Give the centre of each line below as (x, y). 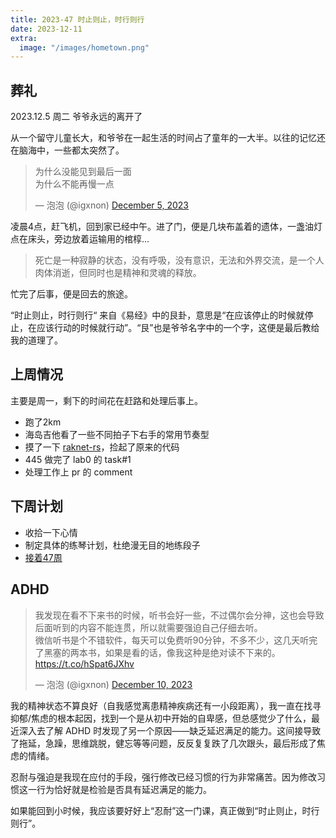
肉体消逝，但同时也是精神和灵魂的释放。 (118, 273)
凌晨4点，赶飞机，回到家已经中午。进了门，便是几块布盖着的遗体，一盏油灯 (166, 227)
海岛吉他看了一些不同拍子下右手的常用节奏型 (117, 434)
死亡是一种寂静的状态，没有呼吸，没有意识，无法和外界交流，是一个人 (179, 260)
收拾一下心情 (51, 532)
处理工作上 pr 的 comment (78, 472)
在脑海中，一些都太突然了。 (67, 150)
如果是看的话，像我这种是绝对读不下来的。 (192, 652)
